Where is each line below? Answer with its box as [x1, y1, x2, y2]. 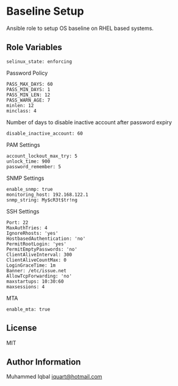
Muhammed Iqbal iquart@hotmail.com [6, 373, 102, 380]
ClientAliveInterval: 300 [6, 251, 72, 258]
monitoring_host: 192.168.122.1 [6, 191, 88, 198]
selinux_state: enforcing [6, 58, 72, 65]
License [6, 323, 37, 333]
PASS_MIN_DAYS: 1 [6, 86, 51, 92]
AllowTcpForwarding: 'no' [6, 273, 72, 279]
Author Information [6, 357, 81, 367]
